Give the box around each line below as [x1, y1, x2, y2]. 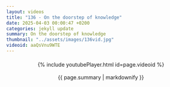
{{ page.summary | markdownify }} [58, 73, 144, 81]
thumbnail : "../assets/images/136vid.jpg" [6, 37, 114, 43]
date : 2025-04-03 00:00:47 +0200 [6, 20, 90, 26]
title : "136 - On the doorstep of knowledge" [6, 14, 122, 20]
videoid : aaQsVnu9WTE [6, 43, 61, 49]
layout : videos [6, 8, 44, 15]
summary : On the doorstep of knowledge [6, 31, 106, 37]
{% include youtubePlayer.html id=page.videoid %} [37, 61, 165, 68]
